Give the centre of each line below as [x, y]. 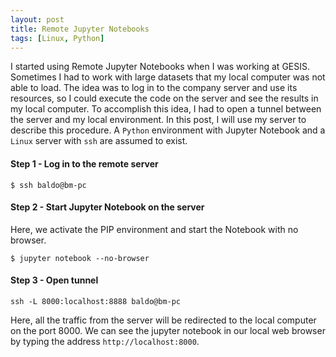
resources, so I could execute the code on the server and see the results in [164, 98]
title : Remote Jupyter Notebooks [80, 29]
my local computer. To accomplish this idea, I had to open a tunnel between [166, 109]
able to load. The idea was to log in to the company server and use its [154, 88]
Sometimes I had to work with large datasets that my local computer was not [168, 77]
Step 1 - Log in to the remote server [84, 163]
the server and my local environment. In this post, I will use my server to [158, 120]
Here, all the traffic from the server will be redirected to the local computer [163, 320]
